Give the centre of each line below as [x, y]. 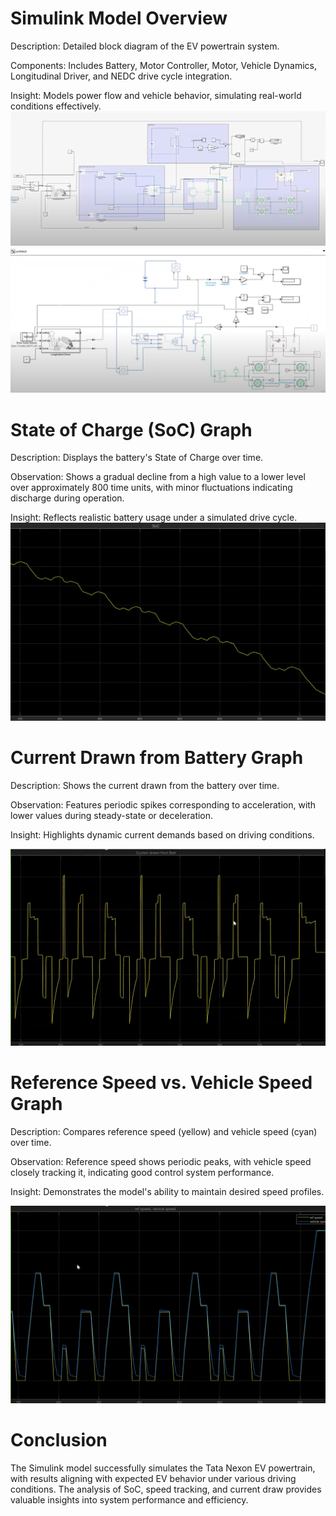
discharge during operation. [67, 498]
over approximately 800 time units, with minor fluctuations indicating [151, 488]
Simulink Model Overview [119, 18]
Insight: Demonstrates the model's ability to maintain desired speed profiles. [167, 1192]
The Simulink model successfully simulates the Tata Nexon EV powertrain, [163, 1468]
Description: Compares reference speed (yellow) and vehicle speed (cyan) [164, 1132]
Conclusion [59, 1440]
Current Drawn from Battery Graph [157, 758]
